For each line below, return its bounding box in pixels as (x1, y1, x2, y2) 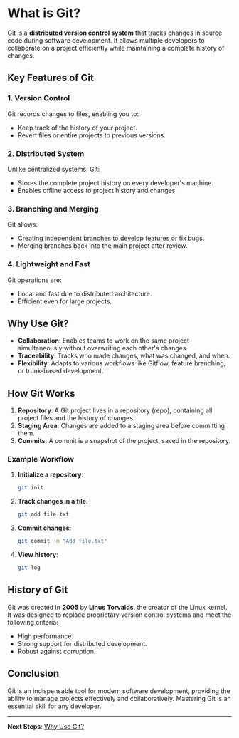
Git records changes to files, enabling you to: (7, 109, 139, 118)
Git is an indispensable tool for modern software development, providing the (7, 686, 230, 695)
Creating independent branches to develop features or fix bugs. (17, 234, 205, 243)
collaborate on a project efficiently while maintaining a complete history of (7, 43, 225, 52)
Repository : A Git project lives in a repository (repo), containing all (17, 406, 213, 415)
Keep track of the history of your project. (17, 123, 137, 132)
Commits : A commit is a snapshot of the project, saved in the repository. (17, 437, 231, 445)
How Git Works (7, 387, 75, 400)
